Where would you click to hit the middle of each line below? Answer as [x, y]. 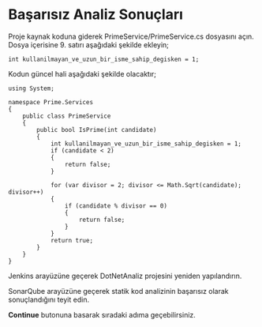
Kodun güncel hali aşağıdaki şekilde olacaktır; [82, 73]
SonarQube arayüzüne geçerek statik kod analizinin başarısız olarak [118, 291]
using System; [32, 88]
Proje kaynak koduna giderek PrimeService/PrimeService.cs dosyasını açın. [131, 36]
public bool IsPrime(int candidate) [97, 130]
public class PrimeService [67, 116]
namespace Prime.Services [51, 102]
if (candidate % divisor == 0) [116, 206]
